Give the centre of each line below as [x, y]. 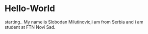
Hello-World [30, 8]
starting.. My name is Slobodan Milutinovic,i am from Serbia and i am [74, 22]
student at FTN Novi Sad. [30, 27]
